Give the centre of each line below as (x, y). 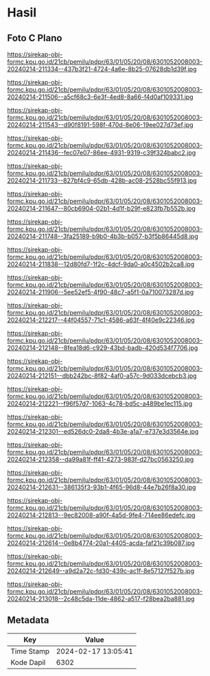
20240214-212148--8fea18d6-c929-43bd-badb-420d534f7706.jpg (103, 348)
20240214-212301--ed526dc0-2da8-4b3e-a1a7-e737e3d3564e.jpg (103, 431)
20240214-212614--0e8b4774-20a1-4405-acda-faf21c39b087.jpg (101, 543)
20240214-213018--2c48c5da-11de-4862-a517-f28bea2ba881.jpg (101, 599)
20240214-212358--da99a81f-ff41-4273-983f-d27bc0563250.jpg (101, 459)
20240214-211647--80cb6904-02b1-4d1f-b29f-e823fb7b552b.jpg (101, 208)
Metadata (28, 620)
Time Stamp (30, 651)
